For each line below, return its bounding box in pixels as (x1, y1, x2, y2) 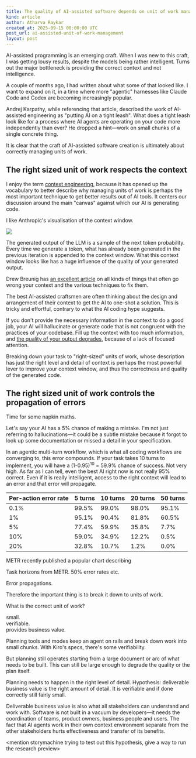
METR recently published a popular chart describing (6, 557, 132, 564)
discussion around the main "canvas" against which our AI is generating (6, 199, 179, 206)
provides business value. (6, 626, 66, 633)
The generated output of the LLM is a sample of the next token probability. (6, 239, 185, 246)
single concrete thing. (6, 131, 58, 138)
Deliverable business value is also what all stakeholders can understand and (6, 703, 190, 710)
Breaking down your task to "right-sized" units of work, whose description (6, 352, 185, 360)
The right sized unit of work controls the (6, 389, 155, 399)
